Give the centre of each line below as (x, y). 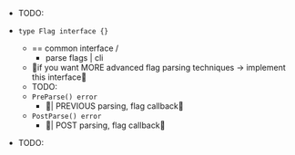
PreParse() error (65, 97)
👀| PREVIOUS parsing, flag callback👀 (114, 106)
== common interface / (75, 48)
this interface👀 (59, 77)
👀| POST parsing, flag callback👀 (105, 125)
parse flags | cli (74, 58)
